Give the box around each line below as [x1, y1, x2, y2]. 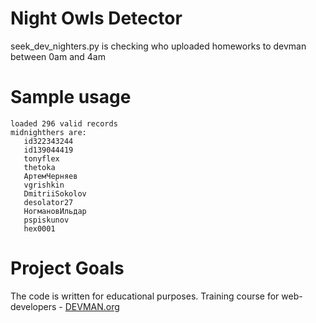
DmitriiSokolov [23, 188, 87, 199]
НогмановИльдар [23, 206, 87, 216]
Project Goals [10, 257, 125, 280]
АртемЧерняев [23, 171, 78, 181]
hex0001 [23, 223, 56, 234]
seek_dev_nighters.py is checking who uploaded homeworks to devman [10, 40, 307, 52]
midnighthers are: [10, 127, 87, 137]
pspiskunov [23, 215, 70, 225]
